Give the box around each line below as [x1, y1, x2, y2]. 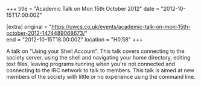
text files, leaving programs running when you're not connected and [6, 60, 176, 67]
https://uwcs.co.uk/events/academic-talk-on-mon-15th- [51, 23, 191, 30]
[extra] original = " [6, 23, 52, 30]
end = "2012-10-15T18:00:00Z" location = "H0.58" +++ [6, 36, 143, 43]
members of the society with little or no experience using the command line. [6, 73, 196, 80]
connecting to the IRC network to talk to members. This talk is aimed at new [6, 67, 195, 74]
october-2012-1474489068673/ [6, 29, 86, 37]
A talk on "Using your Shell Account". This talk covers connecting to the [6, 48, 185, 55]
